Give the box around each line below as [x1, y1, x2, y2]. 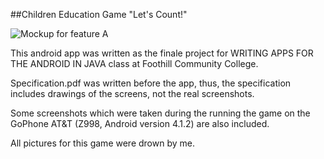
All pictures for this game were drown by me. [10, 137, 195, 149]
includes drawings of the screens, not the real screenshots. [10, 88, 255, 99]
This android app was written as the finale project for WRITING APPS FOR [10, 47, 314, 59]
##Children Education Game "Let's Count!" [10, 9, 188, 20]
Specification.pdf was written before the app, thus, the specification [10, 77, 292, 89]
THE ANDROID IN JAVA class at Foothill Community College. [10, 58, 259, 69]
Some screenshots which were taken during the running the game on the [10, 107, 311, 119]
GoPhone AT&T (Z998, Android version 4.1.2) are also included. [10, 118, 270, 129]
